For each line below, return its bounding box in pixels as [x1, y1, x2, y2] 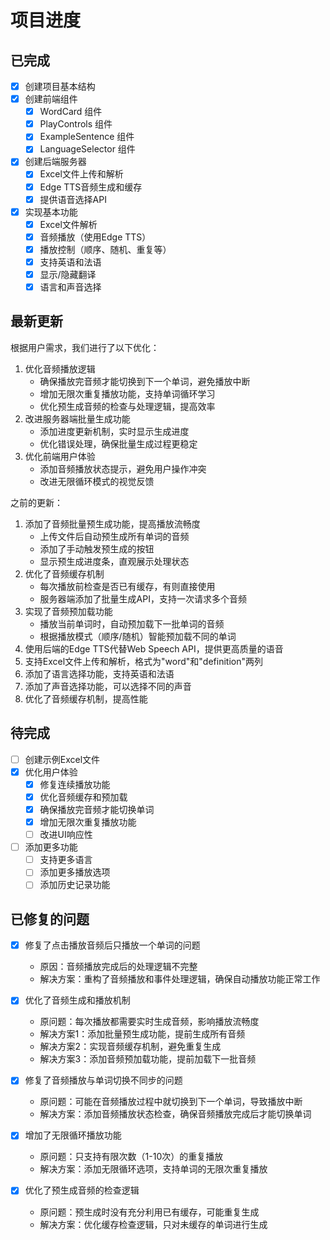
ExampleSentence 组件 [39, 131, 135, 143]
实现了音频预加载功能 [24, 605, 113, 617]
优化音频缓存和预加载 [39, 791, 128, 803]
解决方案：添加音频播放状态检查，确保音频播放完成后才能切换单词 [39, 1108, 312, 1120]
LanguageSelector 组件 [39, 143, 136, 155]
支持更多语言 [39, 854, 93, 866]
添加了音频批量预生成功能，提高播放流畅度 [24, 517, 201, 530]
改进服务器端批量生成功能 [24, 412, 131, 425]
